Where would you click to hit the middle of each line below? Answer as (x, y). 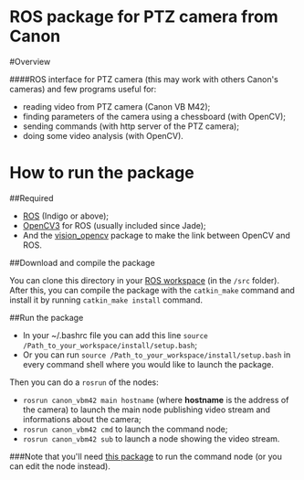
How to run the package (102, 173)
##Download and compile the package (82, 262)
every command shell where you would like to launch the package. (148, 364)
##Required (31, 197)
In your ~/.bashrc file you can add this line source (115, 335)
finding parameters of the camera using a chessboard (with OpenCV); (154, 116)
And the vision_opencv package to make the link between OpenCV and (156, 235)
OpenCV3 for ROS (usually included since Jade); (115, 225)
